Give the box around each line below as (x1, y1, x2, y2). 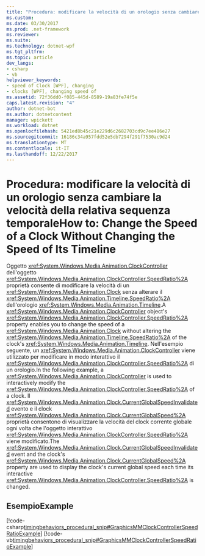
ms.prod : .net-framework (6, 26, 70, 32)
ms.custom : (6, 15, 34, 21)
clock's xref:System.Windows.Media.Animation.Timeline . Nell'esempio (6, 340, 184, 348)
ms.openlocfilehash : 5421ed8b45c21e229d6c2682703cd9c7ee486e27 (6, 128, 171, 134)
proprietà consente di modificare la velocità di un (6, 282, 130, 289)
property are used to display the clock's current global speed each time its (6, 464, 194, 471)
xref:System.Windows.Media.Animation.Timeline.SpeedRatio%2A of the (6, 334, 187, 341)
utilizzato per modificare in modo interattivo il (6, 353, 120, 360)
